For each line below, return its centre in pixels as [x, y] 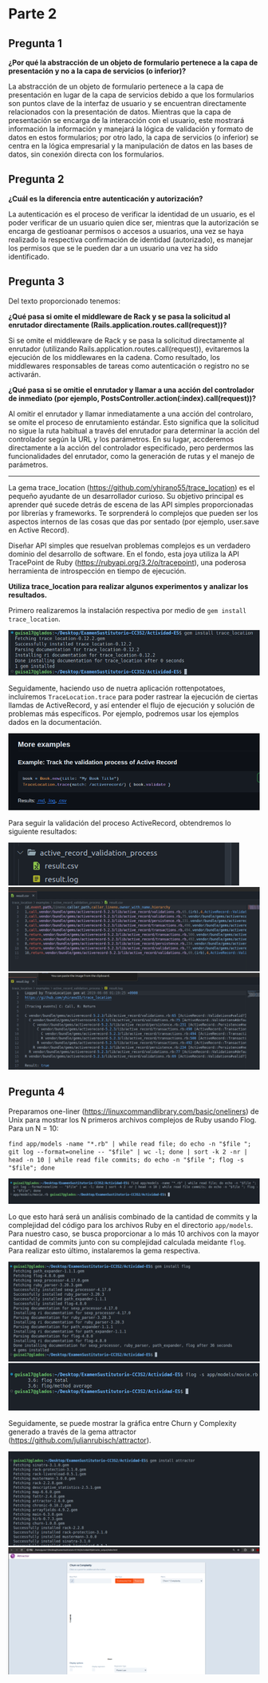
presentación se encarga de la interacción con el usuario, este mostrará [126, 120]
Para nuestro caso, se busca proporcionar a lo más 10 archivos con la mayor [134, 1234]
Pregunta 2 [36, 179]
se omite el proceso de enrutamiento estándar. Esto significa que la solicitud [134, 422]
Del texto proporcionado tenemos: [65, 301]
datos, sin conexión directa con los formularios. [87, 154]
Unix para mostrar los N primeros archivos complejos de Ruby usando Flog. [132, 1119]
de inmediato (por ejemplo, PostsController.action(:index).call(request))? [132, 398]
